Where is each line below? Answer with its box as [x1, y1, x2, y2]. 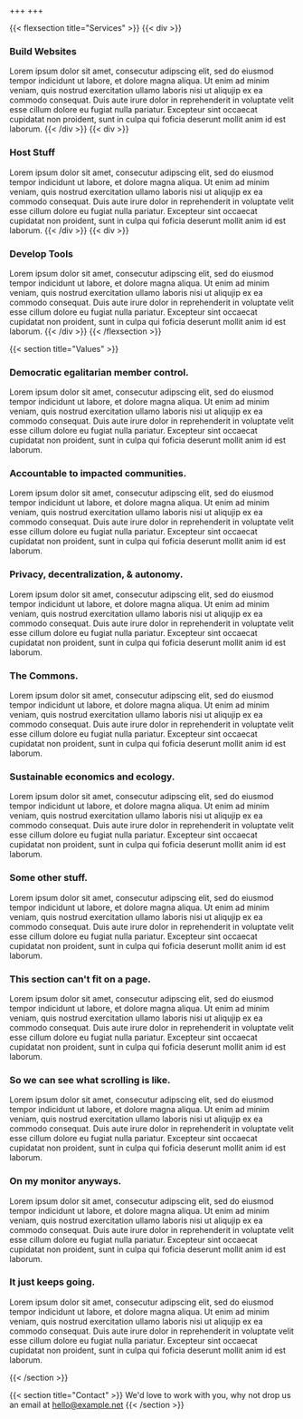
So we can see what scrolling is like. [9, 1073, 171, 1086]
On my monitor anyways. [9, 1175, 122, 1188]
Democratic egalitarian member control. [9, 366, 189, 378]
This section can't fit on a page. [9, 973, 152, 985]
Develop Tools [9, 247, 74, 259]
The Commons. [9, 669, 79, 681]
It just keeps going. [9, 1276, 96, 1288]
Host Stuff [9, 146, 56, 159]
